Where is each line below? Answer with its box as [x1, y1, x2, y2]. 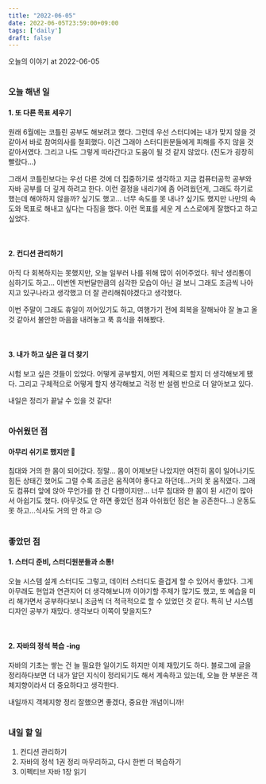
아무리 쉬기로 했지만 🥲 [8, 447, 76, 456]
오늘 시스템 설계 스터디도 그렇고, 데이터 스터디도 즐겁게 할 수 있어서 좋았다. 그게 [8, 576, 254, 586]
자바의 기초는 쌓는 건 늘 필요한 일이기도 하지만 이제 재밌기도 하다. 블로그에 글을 [8, 661, 252, 670]
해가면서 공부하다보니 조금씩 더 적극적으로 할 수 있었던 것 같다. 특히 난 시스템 [16, 596, 254, 606]
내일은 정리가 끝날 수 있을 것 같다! [8, 396, 112, 406]
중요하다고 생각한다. [56, 681, 119, 690]
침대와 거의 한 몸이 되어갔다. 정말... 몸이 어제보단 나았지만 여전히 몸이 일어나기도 [8, 466, 256, 476]
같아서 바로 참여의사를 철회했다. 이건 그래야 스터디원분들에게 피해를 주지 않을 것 [8, 137, 254, 146]
